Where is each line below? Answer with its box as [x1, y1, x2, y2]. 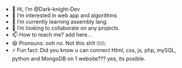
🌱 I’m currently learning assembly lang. [11, 18, 108, 25]
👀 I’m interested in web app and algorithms [11, 12, 118, 19]
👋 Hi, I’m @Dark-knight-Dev [11, 6, 81, 12]
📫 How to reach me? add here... [11, 31, 92, 38]
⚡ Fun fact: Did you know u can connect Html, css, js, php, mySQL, [11, 47, 177, 53]
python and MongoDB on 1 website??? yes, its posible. [11, 55, 146, 62]
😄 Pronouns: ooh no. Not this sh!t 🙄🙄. [11, 40, 107, 47]
